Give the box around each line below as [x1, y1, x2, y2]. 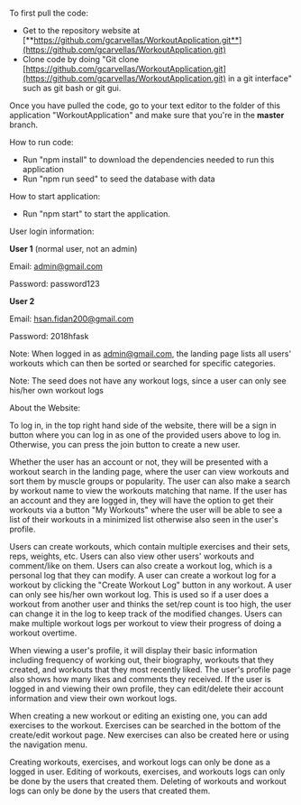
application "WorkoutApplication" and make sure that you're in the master [9, 110, 285, 120]
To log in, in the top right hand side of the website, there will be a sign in [9, 420, 277, 430]
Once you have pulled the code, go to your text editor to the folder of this [9, 100, 281, 111]
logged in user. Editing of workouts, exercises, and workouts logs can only [9, 766, 286, 777]
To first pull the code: [9, 8, 88, 18]
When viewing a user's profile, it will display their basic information [9, 645, 259, 655]
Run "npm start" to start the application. [22, 208, 171, 219]
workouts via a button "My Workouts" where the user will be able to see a [9, 504, 283, 515]
